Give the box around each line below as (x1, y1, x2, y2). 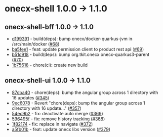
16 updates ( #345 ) (11, 94, 50, 100)
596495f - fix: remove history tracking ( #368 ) (11, 116, 105, 122)
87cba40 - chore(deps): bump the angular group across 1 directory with (11, 90, 159, 95)
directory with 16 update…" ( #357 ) (11, 105, 82, 111)
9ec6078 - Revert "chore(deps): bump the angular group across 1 (11, 100, 145, 106)
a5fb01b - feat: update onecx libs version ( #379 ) (11, 126, 111, 132)
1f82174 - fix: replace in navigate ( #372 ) (11, 121, 93, 127)
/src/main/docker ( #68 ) (11, 41, 60, 47)
